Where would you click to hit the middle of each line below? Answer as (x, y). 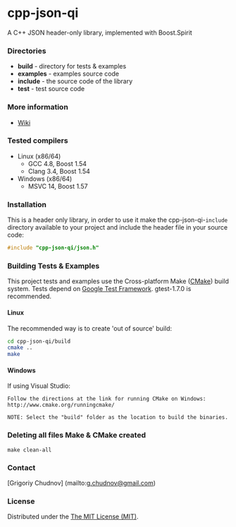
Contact (21, 468)
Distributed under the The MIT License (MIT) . (73, 516)
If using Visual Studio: (39, 386)
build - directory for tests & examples (72, 66)
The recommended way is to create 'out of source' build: (90, 328)
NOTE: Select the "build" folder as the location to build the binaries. (118, 418)
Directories (27, 51)
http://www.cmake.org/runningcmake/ (61, 405)
